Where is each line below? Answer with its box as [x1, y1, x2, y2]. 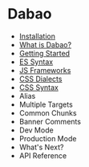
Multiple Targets [18, 100, 73, 109]
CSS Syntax [18, 82, 59, 92]
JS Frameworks [18, 65, 71, 75]
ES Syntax [18, 57, 54, 67]
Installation [18, 31, 56, 41]
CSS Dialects [18, 74, 63, 83]
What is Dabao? [18, 39, 72, 49]
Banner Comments [18, 116, 82, 126]
